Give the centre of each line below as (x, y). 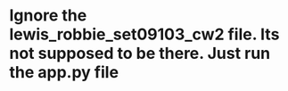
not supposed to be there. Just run (140, 54)
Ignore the (48, 16)
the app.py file (64, 73)
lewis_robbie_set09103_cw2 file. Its (144, 34)
